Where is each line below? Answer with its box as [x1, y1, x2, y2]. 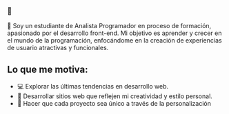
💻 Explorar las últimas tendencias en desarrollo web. [17, 82, 169, 91]
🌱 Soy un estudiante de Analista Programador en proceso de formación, [7, 22, 212, 30]
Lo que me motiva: [7, 63, 88, 75]
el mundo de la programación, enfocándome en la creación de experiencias [7, 36, 222, 45]
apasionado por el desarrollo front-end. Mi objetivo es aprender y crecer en [7, 29, 222, 37]
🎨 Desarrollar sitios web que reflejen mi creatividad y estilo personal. [17, 92, 212, 100]
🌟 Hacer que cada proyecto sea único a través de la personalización [17, 100, 212, 108]
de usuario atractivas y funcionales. [7, 44, 109, 52]
